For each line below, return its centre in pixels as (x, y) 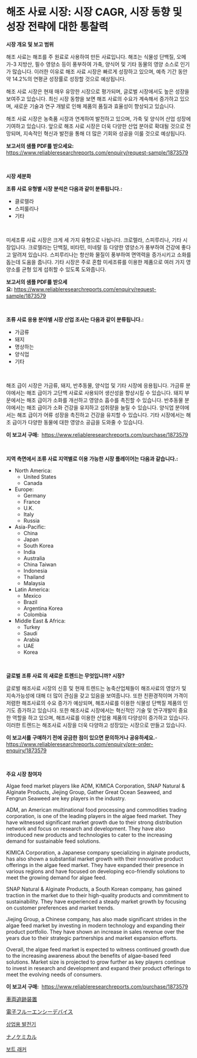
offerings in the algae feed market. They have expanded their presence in (95, 865)
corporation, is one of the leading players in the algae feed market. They (94, 816)
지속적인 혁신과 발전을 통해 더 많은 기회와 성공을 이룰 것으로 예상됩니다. (105, 133)
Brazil (30, 602)
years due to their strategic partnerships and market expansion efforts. (92, 938)
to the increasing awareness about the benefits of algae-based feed (89, 955)
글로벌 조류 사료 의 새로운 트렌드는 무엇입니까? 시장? (66, 675)
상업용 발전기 (21, 1024)
